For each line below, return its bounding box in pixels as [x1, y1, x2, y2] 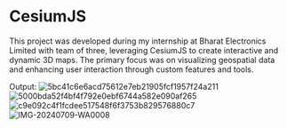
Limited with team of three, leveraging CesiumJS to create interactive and [9, 44, 279, 55]
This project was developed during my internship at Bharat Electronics [9, 36, 267, 46]
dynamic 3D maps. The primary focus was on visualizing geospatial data [9, 54, 275, 65]
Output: [9, 81, 37, 92]
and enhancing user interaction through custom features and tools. [9, 64, 254, 75]
